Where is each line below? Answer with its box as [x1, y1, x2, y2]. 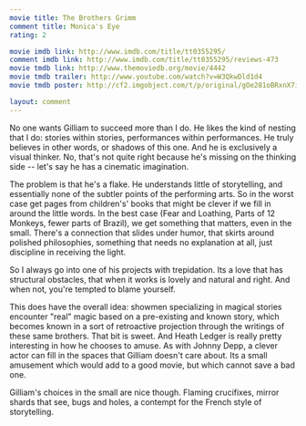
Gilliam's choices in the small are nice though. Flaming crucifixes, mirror [9, 387, 280, 398]
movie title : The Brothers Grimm [9, 13, 137, 23]
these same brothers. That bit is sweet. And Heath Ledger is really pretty [9, 330, 282, 341]
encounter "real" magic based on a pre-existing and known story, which [9, 311, 280, 322]
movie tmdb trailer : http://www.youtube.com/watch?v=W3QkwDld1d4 [9, 72, 262, 82]
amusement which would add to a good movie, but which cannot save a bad [9, 359, 296, 370]
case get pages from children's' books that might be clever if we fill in [9, 198, 271, 209]
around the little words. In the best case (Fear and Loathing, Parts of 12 [9, 207, 276, 219]
